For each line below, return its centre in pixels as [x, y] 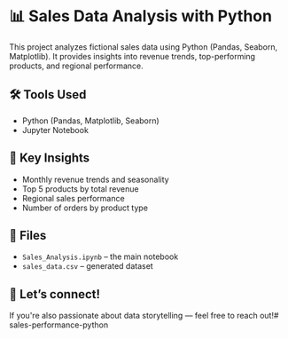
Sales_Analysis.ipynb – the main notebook [100, 256]
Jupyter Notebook [55, 130]
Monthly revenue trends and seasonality [96, 179]
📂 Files [28, 235]
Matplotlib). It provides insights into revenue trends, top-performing [132, 56]
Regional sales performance [74, 198]
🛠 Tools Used [48, 95]
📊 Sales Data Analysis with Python [141, 16]
